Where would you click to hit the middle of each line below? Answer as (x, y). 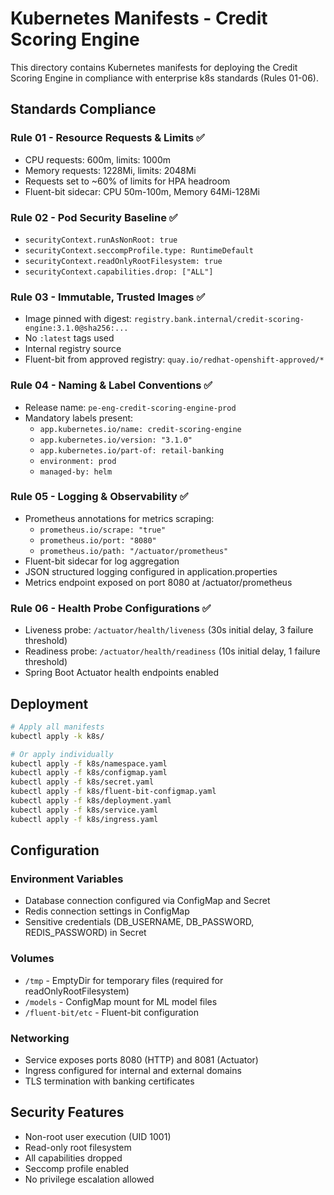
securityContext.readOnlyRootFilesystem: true (123, 261)
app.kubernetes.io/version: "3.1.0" (116, 440)
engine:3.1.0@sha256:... (76, 328)
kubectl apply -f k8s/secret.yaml (82, 782)
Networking (40, 1038)
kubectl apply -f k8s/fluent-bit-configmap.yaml (113, 792)
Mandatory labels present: (79, 418)
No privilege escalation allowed (89, 1179)
